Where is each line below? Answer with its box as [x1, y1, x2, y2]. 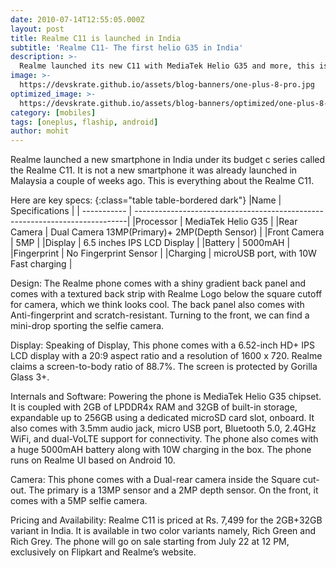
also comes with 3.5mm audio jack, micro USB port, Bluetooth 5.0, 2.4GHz [10, 422, 317, 435]
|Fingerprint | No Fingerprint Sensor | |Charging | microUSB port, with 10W [10, 247, 317, 260]
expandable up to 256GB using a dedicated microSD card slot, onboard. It [10, 412, 315, 424]
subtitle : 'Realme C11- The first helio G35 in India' [10, 42, 244, 53]
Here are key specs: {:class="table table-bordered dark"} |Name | [10, 194, 282, 206]
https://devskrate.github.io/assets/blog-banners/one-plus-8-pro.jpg [19, 80, 315, 90]
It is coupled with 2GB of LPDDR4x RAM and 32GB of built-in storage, [10, 401, 298, 413]
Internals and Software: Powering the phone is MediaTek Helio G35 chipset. [10, 391, 322, 403]
